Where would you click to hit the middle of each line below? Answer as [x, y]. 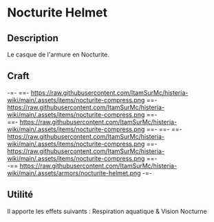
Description [33, 38]
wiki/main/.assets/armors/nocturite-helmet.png [74, 173]
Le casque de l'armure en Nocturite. [58, 54]
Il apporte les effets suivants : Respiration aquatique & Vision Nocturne [107, 211]
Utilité [20, 195]
